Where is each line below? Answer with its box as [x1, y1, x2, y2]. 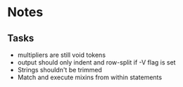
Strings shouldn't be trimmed [17, 66, 102, 74]
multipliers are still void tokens [17, 51, 106, 59]
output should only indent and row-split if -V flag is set [17, 58, 176, 67]
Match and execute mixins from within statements [17, 73, 163, 81]
